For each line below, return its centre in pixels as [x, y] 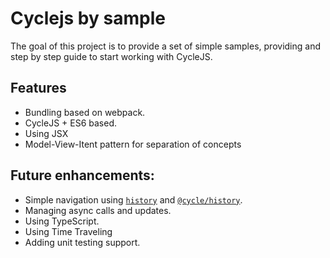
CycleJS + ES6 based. [71, 123]
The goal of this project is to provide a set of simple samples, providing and [165, 46]
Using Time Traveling [68, 231]
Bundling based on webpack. [85, 112]
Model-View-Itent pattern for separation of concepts [133, 144]
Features [38, 88]
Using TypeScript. [62, 221]
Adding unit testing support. [82, 242]
